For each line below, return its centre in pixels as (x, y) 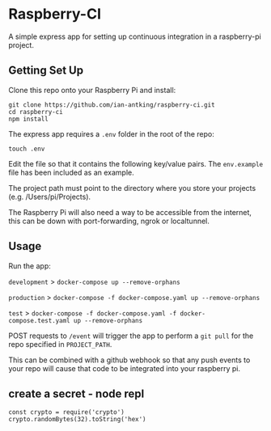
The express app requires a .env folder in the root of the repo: (111, 133)
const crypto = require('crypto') (67, 412)
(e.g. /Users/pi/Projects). (50, 196)
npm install (28, 119)
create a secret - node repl (76, 393)
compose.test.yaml (39, 320)
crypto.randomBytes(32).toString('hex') (78, 420)
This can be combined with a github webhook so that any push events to (129, 360)
